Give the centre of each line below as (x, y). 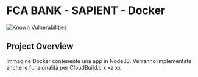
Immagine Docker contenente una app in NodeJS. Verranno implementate (99, 61)
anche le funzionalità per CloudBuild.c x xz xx (64, 67)
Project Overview (40, 46)
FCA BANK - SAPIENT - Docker (86, 11)
